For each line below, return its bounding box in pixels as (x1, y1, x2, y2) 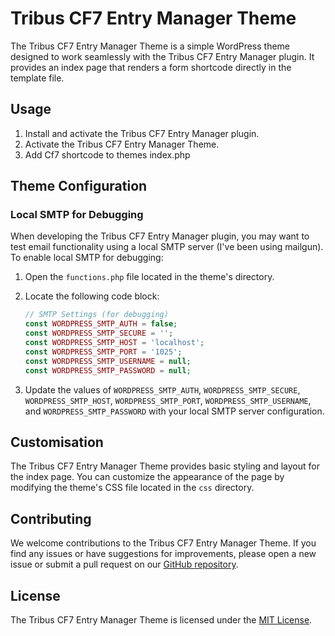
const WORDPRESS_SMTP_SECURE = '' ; (24, 328, 174, 339)
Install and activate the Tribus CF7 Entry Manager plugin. (24, 127, 260, 139)
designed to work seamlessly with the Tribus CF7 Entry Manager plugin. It (10, 50, 315, 62)
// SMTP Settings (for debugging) (24, 310, 169, 320)
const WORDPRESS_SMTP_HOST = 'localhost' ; (24, 338, 205, 348)
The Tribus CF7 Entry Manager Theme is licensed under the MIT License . (10, 614, 313, 626)
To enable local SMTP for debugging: (10, 252, 164, 264)
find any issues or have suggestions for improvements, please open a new (10, 548, 317, 560)
